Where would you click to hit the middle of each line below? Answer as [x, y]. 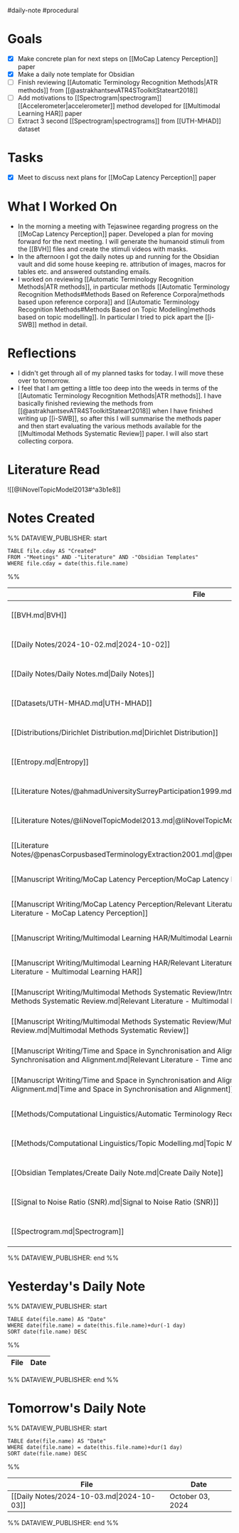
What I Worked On [62, 207]
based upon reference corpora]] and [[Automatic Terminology [108, 302]
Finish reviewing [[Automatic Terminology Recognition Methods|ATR [118, 83]
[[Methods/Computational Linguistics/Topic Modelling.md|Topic [118, 1143]
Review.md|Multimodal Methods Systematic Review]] [100, 1030]
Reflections [42, 353]
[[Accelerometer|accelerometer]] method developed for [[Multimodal [119, 106]
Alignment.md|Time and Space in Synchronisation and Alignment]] [122, 1089]
